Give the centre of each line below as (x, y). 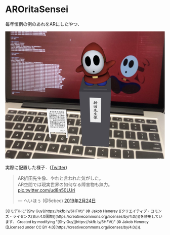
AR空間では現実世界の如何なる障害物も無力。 (65, 184)
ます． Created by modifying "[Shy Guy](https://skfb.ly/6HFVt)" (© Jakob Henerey (77, 222)
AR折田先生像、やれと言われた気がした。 (60, 178)
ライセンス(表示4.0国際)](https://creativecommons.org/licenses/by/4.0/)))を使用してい (88, 216)
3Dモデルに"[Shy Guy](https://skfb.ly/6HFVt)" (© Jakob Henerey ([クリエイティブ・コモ (82, 211)
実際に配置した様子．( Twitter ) (36, 167)
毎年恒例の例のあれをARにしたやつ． (44, 24)
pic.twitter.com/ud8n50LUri (46, 190)
